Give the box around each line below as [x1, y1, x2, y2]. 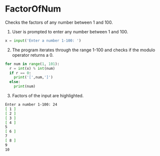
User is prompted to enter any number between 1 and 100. [12, 29, 128, 34]
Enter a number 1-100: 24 [5, 102, 57, 107]
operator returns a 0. [12, 52, 54, 58]
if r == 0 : [9, 70, 32, 76]
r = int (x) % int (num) [9, 66, 55, 71]
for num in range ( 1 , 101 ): [5, 62, 60, 66]
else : [9, 79, 21, 84]
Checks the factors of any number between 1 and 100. [5, 19, 113, 25]
